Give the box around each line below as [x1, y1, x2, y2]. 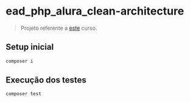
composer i [5, 58, 33, 64]
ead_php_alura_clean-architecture [5, 4, 185, 18]
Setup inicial [5, 42, 54, 52]
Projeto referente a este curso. [20, 24, 97, 32]
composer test [5, 91, 42, 97]
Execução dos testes [5, 75, 86, 86]
